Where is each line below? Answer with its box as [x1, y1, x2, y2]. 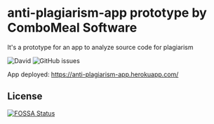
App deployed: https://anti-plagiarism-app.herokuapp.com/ [7, 70, 179, 78]
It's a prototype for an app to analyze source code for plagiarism [7, 43, 194, 51]
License [7, 90, 43, 102]
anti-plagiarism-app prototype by [7, 5, 207, 21]
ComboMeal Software [7, 20, 138, 36]
